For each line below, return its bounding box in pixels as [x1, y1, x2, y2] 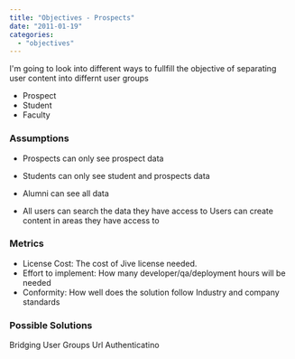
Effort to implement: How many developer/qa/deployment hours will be [22, 268, 286, 279]
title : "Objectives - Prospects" [9, 13, 135, 23]
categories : [9, 30, 54, 39]
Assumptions [9, 132, 69, 145]
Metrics [9, 237, 44, 250]
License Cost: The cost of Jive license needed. [22, 258, 198, 269]
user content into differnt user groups [9, 73, 149, 84]
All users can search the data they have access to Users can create [22, 205, 273, 216]
